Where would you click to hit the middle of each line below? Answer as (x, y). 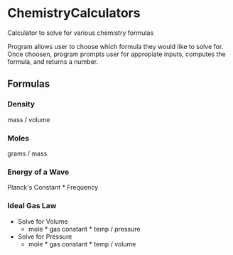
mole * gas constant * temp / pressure (84, 229)
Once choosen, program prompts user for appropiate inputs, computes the (116, 54)
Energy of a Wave (38, 172)
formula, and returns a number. (53, 61)
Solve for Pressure (45, 237)
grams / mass (27, 153)
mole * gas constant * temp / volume (82, 244)
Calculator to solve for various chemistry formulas (81, 33)
